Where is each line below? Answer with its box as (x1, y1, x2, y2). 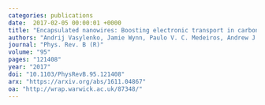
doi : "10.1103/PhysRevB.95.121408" (8, 70, 125, 78)
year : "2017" (8, 63, 51, 71)
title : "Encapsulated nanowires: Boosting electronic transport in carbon (8, 26, 259, 34)
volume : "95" (8, 48, 51, 56)
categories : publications (8, 11, 93, 20)
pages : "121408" (8, 56, 62, 64)
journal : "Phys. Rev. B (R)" (8, 41, 104, 49)
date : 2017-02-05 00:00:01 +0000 (8, 19, 122, 27)
